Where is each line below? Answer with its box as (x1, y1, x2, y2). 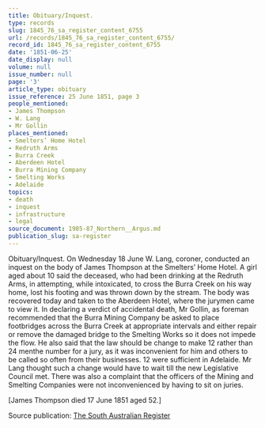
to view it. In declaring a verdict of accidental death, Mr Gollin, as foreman (8, 304, 249, 313)
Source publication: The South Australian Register (8, 411, 171, 420)
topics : (8, 187, 34, 196)
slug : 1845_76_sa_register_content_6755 (8, 26, 144, 34)
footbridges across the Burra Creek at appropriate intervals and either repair (8, 321, 257, 331)
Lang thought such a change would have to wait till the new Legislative (8, 363, 239, 373)
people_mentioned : (8, 100, 69, 108)
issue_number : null (8, 70, 73, 78)
